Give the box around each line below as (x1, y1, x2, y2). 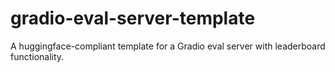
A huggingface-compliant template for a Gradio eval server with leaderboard (10, 40, 326, 52)
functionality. (10, 50, 65, 62)
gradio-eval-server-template (10, 7, 256, 30)
